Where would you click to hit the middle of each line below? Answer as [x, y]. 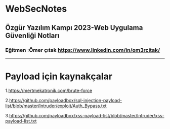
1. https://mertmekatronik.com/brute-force [49, 90]
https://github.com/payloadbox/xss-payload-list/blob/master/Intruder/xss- [87, 115]
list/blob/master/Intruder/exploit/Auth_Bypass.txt [56, 106]
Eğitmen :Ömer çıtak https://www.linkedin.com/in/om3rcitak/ [83, 50]
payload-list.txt [21, 121]
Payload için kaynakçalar [59, 76]
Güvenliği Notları [32, 35]
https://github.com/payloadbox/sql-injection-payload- [66, 100]
